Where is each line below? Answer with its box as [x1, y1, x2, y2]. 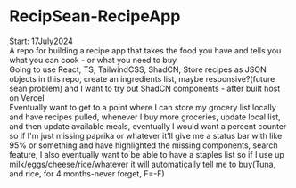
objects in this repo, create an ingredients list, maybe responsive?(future [9, 73, 275, 84]
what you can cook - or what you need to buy [9, 54, 177, 65]
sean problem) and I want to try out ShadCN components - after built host [9, 83, 281, 94]
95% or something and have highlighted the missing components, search [9, 140, 278, 151]
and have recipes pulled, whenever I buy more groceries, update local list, [9, 111, 281, 122]
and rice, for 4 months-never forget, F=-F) [9, 168, 165, 179]
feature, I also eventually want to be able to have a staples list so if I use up [9, 149, 285, 159]
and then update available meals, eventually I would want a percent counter [9, 120, 287, 131]
